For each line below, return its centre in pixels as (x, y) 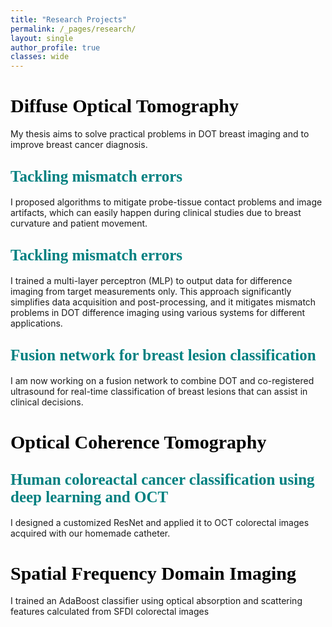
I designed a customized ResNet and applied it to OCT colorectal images (160, 522)
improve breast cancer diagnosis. (79, 145)
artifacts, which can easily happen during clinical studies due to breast (156, 212)
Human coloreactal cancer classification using (162, 480)
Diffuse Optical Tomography (125, 106)
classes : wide (40, 57)
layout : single (42, 38)
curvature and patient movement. (79, 223)
